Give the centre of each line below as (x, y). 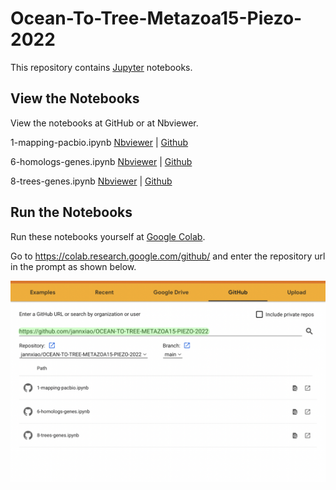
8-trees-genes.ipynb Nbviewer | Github (91, 181)
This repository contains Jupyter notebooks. (101, 67)
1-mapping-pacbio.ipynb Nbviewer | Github (99, 142)
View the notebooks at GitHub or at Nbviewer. (104, 123)
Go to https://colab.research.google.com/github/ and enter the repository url (168, 256)
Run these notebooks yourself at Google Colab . (108, 236)
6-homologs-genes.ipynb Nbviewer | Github (101, 161)
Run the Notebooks (71, 212)
